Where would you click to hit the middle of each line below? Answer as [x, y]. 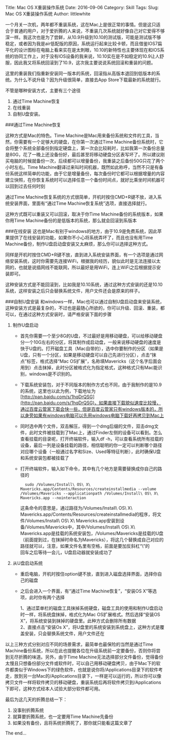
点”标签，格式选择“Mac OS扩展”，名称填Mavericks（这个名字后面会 [91, 361]
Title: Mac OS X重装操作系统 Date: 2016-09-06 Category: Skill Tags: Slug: [82, 7]
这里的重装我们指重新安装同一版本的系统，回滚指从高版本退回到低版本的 [80, 73]
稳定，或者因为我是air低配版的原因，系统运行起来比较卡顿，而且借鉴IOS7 [81, 44]
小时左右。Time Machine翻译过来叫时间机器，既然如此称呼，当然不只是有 [82, 167]
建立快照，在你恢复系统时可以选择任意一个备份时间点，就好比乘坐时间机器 [83, 180]
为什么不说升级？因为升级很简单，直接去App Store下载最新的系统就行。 [89, 80]
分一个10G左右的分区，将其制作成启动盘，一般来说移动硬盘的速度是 [91, 342]
